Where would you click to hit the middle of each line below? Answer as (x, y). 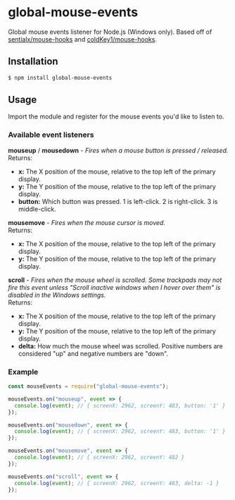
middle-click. (37, 209)
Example (23, 372)
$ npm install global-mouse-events (60, 78)
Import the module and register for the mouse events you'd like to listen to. (116, 116)
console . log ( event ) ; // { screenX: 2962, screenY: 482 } (100, 458)
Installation (33, 62)
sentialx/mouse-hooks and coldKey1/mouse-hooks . (83, 39)
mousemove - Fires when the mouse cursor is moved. (87, 222)
